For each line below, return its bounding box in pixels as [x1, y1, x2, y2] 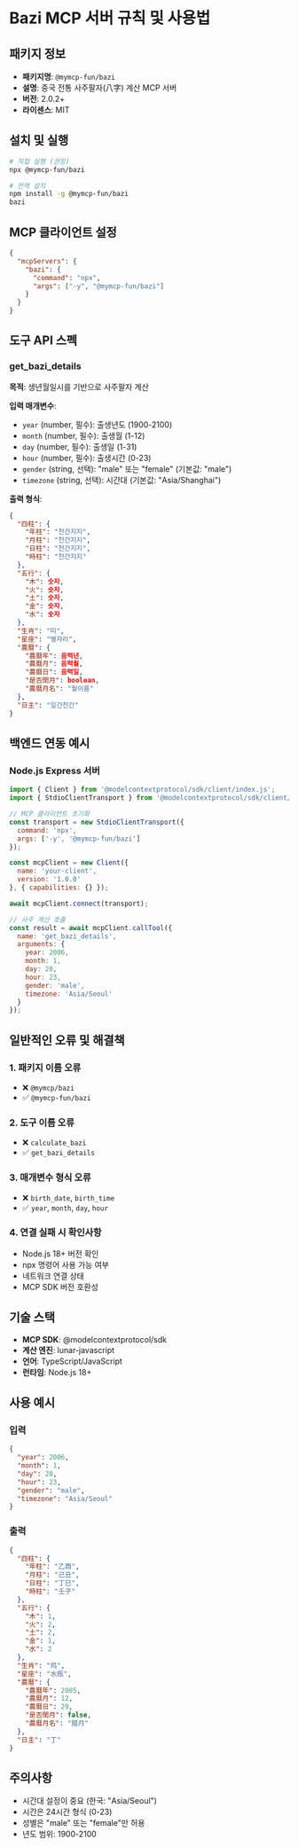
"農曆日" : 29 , [25, 1702, 74, 1711]
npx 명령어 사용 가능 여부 [21, 1259, 109, 1270]
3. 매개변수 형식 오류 [9, 1171, 91, 1184]
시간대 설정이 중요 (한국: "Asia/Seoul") [21, 1796, 158, 1806]
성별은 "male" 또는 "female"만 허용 [21, 1818, 145, 1828]
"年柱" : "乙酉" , [25, 1562, 80, 1571]
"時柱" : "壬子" [25, 1587, 76, 1596]
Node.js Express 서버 [9, 764, 100, 777]
